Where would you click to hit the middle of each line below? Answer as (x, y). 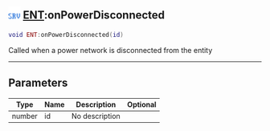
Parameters (38, 83)
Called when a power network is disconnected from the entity (110, 50)
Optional (142, 104)
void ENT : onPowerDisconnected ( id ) (66, 35)
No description (96, 117)
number (25, 117)
